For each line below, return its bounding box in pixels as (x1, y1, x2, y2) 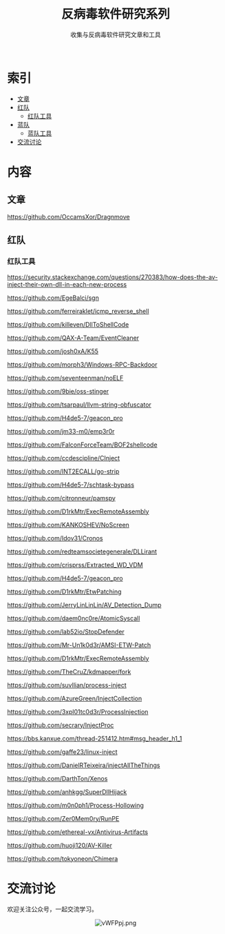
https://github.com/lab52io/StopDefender (7, 627, 125, 636)
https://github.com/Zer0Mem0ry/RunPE (7, 814, 120, 822)
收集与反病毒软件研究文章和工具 (70, 30, 161, 39)
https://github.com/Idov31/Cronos (7, 534, 103, 542)
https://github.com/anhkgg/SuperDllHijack (7, 787, 127, 796)
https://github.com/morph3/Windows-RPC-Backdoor (7, 360, 158, 369)
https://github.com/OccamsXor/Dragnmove (7, 212, 130, 221)
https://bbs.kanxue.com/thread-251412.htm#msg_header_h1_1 (7, 734, 182, 742)
